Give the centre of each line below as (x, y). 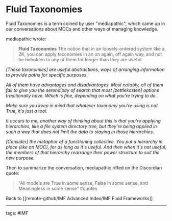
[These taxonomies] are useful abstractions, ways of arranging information (85, 69)
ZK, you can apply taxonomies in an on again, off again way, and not (90, 54)
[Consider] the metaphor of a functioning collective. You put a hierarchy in (84, 141)
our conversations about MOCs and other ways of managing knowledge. (82, 29)
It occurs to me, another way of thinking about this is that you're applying (83, 120)
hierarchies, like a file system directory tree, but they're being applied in (81, 126)
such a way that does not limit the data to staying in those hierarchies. (80, 132)
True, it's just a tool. (27, 111)
